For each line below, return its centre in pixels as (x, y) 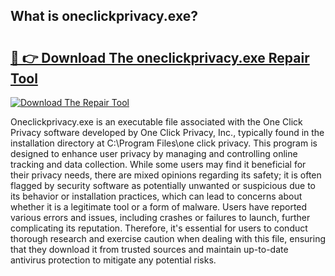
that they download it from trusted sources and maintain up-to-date (149, 249)
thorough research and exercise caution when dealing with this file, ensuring (168, 238)
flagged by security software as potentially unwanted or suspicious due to (163, 185)
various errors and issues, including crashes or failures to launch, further (160, 217)
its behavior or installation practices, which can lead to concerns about (156, 196)
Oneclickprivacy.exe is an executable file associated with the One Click (156, 122)
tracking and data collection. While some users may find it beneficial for (158, 164)
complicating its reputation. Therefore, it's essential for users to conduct (159, 228)
